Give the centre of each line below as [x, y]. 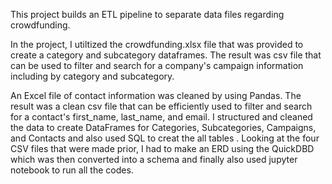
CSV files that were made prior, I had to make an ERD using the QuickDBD [162, 148]
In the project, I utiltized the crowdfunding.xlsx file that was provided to [157, 44]
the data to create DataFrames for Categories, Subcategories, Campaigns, [163, 127]
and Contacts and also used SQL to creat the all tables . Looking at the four [165, 138]
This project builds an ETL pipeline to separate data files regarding [147, 14]
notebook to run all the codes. [72, 170]
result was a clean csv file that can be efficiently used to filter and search [161, 106]
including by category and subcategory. [92, 76]
